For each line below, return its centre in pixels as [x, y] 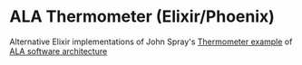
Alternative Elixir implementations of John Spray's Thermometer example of [151, 42]
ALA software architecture [58, 51]
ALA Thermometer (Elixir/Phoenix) [142, 17]
